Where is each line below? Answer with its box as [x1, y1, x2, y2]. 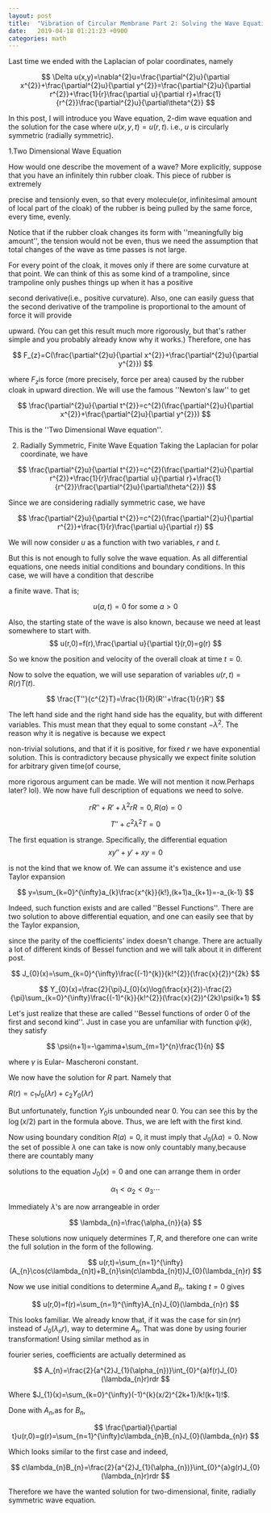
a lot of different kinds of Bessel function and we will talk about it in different [8, 944, 262, 954]
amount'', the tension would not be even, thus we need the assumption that [8, 236, 259, 246]
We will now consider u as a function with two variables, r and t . [8, 538, 220, 548]
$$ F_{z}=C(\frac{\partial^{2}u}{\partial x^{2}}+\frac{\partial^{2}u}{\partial [11, 351, 260, 360]
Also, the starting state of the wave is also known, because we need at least [8, 617, 261, 627]
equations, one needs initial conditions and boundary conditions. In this [8, 562, 246, 572]
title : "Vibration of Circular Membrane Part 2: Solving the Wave [8, 19, 240, 27]
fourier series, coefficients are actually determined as [8, 1350, 186, 1360]
